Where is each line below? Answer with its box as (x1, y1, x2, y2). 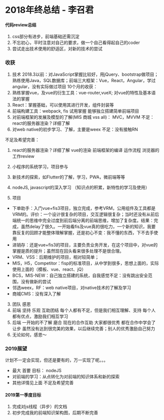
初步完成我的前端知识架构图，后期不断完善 (12, 410, 98, 416)
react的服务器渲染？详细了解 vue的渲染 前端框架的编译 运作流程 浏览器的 (12, 147, 160, 153)
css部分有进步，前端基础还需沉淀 (12, 34, 80, 40)
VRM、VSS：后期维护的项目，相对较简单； (12, 254, 99, 260)
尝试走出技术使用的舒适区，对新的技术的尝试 (12, 46, 103, 52)
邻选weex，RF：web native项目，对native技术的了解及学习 (12, 285, 131, 290)
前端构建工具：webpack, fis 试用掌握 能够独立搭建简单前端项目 (12, 108, 140, 114)
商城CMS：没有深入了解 (12, 290, 61, 296)
